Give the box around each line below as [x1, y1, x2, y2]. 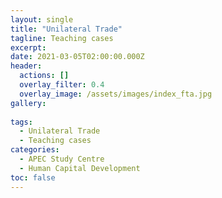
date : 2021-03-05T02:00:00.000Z [10, 52, 145, 62]
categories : [10, 145, 60, 155]
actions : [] [19, 71, 70, 81]
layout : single [10, 14, 74, 25]
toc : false [10, 172, 56, 183]
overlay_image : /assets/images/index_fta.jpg [19, 89, 213, 99]
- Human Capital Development [19, 163, 141, 173]
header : [10, 61, 43, 71]
